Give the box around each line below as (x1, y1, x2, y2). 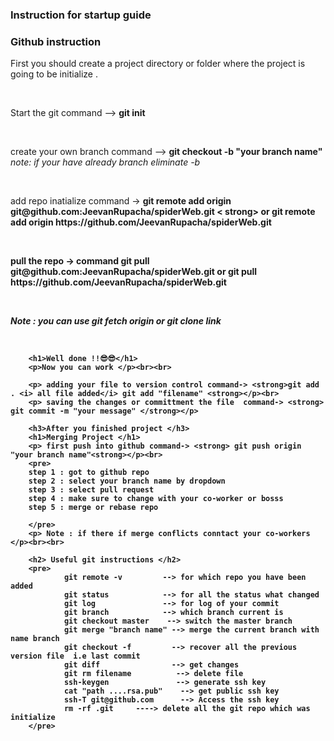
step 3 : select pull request (28, 485, 155, 495)
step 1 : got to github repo (28, 468, 150, 478)
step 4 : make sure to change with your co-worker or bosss (28, 494, 284, 504)
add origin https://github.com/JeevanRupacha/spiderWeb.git (10, 216, 272, 228)
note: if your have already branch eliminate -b (10, 156, 201, 168)
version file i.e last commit (10, 651, 141, 662)
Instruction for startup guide (10, 8, 152, 22)
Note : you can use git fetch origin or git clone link (10, 315, 222, 327)
